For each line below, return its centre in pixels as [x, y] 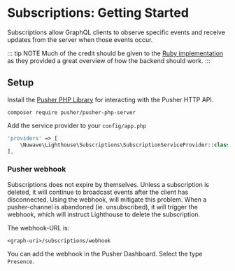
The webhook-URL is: [38, 228]
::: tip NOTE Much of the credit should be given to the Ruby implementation [115, 53]
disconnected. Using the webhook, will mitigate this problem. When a [107, 199]
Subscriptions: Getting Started [98, 13]
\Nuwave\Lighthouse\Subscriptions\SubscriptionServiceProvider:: [117, 145]
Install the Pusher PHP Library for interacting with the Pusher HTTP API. [111, 99]
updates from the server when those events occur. [80, 39]
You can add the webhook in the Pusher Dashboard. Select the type [105, 253]
